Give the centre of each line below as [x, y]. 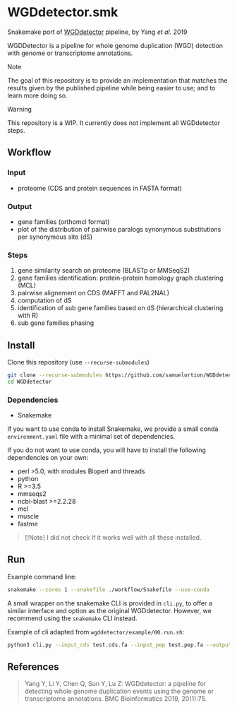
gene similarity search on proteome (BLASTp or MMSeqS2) [104, 271]
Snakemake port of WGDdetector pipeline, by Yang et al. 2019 [97, 32]
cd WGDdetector [30, 381]
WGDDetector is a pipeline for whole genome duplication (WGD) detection [115, 45]
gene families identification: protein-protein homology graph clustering [120, 278]
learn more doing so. [38, 95]
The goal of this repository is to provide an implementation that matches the [117, 80]
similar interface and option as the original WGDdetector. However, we [109, 610]
